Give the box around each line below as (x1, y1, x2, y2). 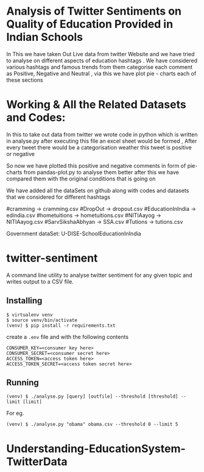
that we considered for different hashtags (6, 193, 111, 201)
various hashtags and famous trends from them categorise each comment (6, 63, 193, 71)
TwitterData (6, 454, 68, 468)
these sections (6, 76, 44, 84)
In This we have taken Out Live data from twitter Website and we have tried (6, 50, 195, 57)
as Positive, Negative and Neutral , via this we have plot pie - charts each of (6, 70, 197, 77)
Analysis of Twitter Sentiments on (6, 4, 181, 18)
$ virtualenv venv (6, 312, 53, 318)
